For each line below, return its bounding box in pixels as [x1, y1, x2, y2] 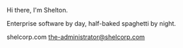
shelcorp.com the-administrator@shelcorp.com [6, 33, 146, 41]
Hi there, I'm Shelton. [6, 6, 69, 14]
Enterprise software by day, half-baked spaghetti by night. [6, 19, 177, 27]
